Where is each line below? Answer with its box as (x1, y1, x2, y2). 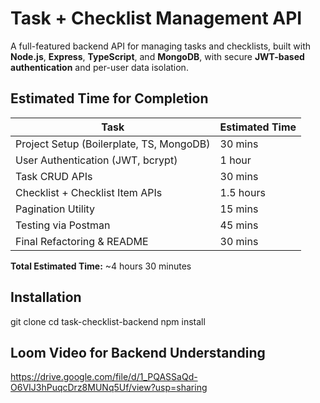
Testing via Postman (15, 218, 111, 232)
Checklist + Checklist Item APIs (15, 185, 163, 199)
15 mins (219, 202, 259, 216)
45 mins (219, 218, 259, 232)
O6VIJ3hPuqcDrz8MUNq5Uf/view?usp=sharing (10, 382, 208, 394)
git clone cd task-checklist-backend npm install (10, 315, 206, 327)
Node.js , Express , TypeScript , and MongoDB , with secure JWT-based (10, 50, 305, 62)
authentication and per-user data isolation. (10, 61, 189, 73)
